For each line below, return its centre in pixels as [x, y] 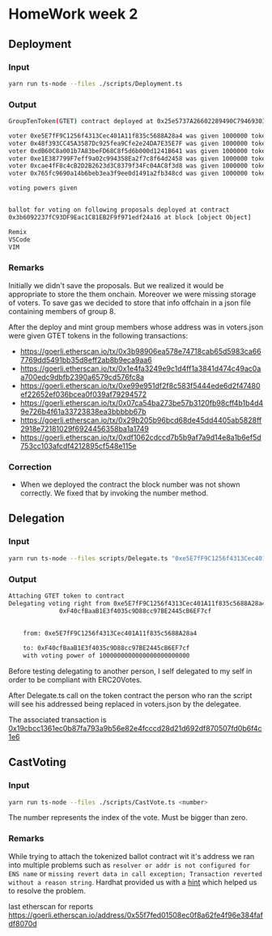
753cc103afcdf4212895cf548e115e [78, 445]
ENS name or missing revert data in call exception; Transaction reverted [136, 873]
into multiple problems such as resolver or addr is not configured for [130, 865]
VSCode [19, 240]
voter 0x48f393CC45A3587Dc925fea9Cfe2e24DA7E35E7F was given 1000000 [128, 143]
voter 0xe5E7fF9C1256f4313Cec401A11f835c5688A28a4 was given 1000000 [128, 136]
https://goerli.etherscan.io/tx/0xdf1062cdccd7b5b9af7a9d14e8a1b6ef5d [140, 437]
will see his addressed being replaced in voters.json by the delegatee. [125, 704]
